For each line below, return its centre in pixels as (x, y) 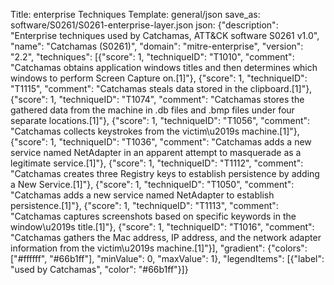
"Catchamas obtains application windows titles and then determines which (164, 67)
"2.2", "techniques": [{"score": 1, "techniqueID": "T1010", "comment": (152, 57)
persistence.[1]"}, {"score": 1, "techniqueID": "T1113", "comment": (144, 205)
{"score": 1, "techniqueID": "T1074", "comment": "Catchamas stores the (157, 99)
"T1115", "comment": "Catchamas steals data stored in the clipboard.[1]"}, (161, 88)
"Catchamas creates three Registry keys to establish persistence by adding (165, 173)
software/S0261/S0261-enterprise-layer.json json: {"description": (144, 25)
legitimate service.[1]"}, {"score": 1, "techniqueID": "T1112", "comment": (157, 163)
